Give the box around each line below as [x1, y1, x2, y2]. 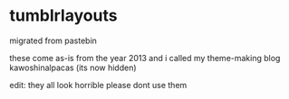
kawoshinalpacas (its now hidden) [9, 62, 138, 73]
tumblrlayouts [9, 5, 118, 26]
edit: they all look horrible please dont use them [9, 79, 188, 90]
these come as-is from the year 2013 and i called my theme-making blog [9, 52, 281, 63]
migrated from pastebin [9, 35, 98, 46]
